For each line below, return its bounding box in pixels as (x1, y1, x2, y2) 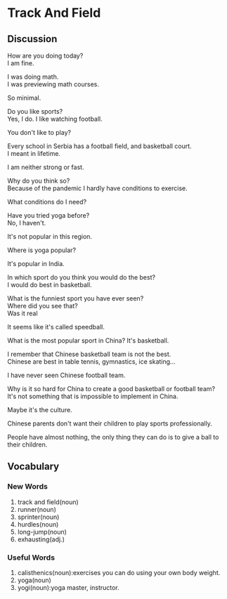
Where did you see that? (7, 302, 79, 310)
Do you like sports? (7, 107, 63, 115)
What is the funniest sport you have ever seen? (7, 294, 144, 303)
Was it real (7, 309, 38, 317)
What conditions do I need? (7, 198, 86, 206)
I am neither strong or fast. (7, 163, 84, 171)
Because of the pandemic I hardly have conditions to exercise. (7, 184, 188, 192)
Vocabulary (7, 461, 60, 473)
